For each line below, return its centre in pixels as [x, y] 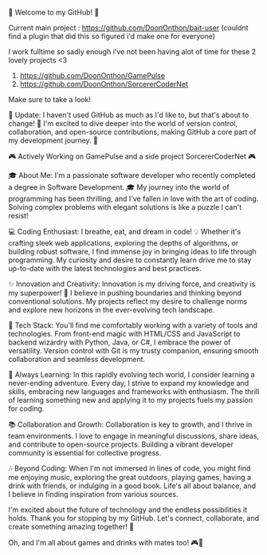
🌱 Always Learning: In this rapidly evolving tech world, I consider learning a [132, 374]
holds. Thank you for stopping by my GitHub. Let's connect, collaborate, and [134, 518]
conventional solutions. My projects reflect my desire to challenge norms [128, 301]
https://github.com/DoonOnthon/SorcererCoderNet [104, 84]
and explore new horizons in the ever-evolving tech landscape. [112, 310]
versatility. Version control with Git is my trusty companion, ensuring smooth [133, 350]
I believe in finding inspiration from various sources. [93, 494]
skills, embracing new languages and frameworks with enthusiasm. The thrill [134, 392]
